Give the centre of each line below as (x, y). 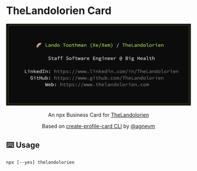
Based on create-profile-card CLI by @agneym (98, 126)
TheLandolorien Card (59, 11)
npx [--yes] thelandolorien (40, 162)
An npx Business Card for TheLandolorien (98, 114)
